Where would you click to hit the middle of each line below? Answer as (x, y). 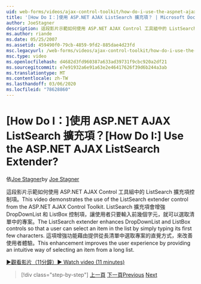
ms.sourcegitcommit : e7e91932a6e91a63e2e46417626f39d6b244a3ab (87, 67)
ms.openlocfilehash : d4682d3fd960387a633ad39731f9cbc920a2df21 (87, 62)
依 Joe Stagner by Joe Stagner (43, 179)
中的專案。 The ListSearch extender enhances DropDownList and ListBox (101, 221)
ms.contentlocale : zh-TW (37, 78)
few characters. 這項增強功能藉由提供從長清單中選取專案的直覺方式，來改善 (100, 235)
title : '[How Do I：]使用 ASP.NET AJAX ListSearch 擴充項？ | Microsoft (95, 17)
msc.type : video (26, 56)
